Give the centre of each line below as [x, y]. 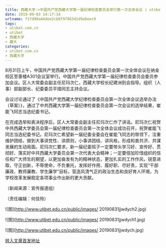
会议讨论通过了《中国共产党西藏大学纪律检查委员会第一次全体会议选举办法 [81, 99]
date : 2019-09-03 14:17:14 [33, 14]
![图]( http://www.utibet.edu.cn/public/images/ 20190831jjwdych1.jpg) [75, 220]
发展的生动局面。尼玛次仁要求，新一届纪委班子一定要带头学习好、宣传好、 [81, 147]
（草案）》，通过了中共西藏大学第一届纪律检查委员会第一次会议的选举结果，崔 [83, 105]
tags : [11, 23]
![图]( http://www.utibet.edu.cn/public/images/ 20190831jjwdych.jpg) [75, 230]
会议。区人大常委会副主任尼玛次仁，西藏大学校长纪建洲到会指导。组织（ [83, 83]
